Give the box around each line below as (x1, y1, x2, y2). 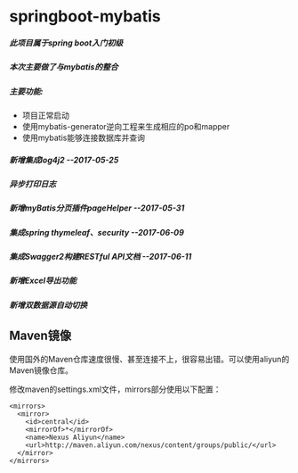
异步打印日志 (9, 178, 56, 189)
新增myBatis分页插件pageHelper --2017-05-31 (9, 203, 185, 213)
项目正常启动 (21, 110, 69, 120)
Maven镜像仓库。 (9, 364, 74, 376)
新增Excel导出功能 (9, 275, 77, 286)
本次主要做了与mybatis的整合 (9, 62, 118, 72)
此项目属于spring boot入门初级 (9, 37, 124, 48)
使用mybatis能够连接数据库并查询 (21, 132, 145, 143)
